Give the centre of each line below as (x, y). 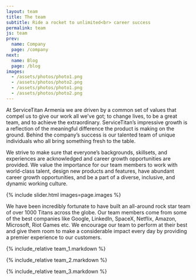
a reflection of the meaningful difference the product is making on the (90, 128)
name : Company (28, 45)
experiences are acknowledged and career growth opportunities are (89, 158)
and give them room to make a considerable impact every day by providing (97, 231)
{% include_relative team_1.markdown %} (56, 248)
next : (13, 55)
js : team (17, 33)
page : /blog (26, 66)
